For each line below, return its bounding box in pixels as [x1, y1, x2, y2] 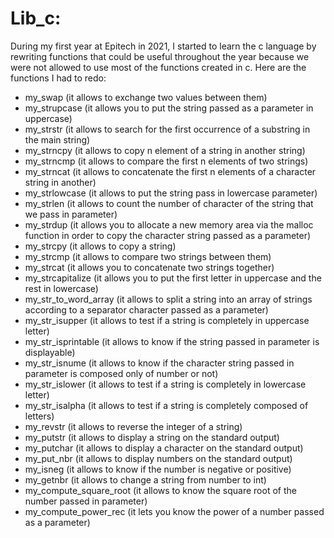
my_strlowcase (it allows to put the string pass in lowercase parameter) [24, 187, 318, 199]
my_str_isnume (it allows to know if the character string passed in [24, 357, 295, 369]
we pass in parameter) [24, 208, 118, 220]
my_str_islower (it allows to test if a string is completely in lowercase [24, 378, 307, 390]
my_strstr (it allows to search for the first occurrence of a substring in [24, 123, 311, 135]
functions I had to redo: [10, 72, 107, 84]
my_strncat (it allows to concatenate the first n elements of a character [24, 165, 317, 177]
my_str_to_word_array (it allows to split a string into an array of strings [24, 293, 313, 305]
